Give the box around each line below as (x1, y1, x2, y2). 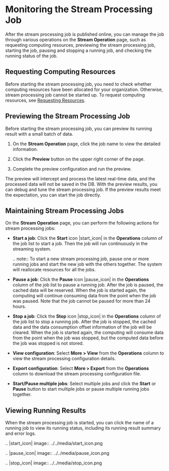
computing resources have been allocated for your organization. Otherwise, (5, 86, 163, 92)
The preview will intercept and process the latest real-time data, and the (5, 175, 155, 181)
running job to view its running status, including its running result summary (5, 425, 161, 431)
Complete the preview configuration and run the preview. (12, 166, 132, 172)
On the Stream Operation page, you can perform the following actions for (5, 220, 159, 226)
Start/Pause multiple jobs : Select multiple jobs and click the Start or (12, 381, 156, 387)
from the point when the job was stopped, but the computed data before (12, 335, 163, 341)
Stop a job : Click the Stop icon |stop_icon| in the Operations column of (12, 313, 161, 320)
